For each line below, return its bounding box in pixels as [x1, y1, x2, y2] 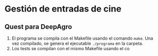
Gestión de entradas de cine [4, 3, 122, 14]
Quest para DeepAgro [4, 23, 72, 31]
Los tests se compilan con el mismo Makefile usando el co [11, 46, 130, 51]
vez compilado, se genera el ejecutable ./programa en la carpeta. [11, 41, 143, 46]
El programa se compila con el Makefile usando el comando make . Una [11, 35, 153, 41]
